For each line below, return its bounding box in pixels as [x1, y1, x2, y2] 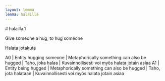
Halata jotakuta [5, 45, 36, 51]
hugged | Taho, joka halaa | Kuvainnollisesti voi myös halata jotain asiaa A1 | [5, 60, 160, 66]
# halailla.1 [5, 25, 26, 31]
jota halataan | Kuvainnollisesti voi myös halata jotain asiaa [5, 70, 124, 76]
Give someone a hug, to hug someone [5, 35, 83, 41]
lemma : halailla [5, 12, 39, 17]
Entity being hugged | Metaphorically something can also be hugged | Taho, [5, 65, 160, 71]
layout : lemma [5, 7, 35, 12]
